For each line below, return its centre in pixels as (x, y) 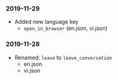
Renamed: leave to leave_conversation (63, 57)
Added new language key (46, 22)
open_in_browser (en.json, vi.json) (65, 28)
